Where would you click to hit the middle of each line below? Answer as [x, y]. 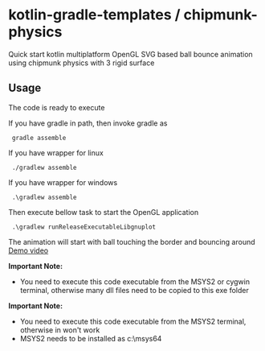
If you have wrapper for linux [56, 153]
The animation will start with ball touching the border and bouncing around [132, 242]
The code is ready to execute [57, 107]
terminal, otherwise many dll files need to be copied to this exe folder [134, 290]
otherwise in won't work [60, 330]
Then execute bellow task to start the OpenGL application [104, 212]
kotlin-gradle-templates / [94, 15]
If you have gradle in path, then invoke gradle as [88, 123]
